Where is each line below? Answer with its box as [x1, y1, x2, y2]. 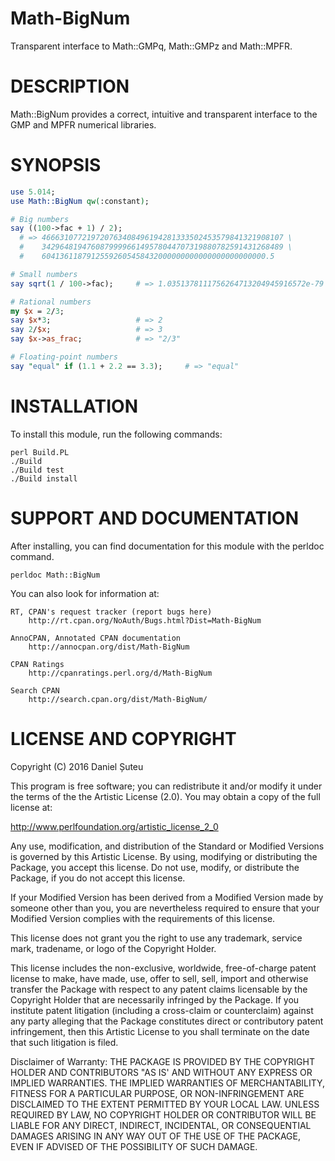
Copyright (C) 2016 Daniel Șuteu [10, 760, 144, 772]
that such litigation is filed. [10, 1036, 119, 1048]
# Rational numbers [10, 297, 92, 307]
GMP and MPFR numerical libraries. [10, 118, 157, 131]
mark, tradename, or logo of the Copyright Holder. [10, 942, 217, 954]
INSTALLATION [10, 395, 138, 417]
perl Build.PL [10, 447, 70, 457]
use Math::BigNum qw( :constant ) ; [10, 196, 150, 206]
